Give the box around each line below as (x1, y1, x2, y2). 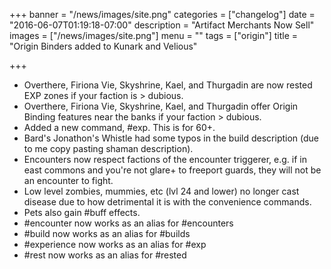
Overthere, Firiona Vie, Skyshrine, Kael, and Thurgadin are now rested (23, 79, 313, 91)
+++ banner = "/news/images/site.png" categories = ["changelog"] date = (9, 9, 316, 20)
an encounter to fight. (23, 175, 114, 186)
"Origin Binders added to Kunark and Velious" (9, 40, 198, 52)
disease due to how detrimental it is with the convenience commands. (23, 196, 312, 208)
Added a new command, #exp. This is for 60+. (23, 122, 216, 133)
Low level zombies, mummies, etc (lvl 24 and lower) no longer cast (23, 185, 300, 197)
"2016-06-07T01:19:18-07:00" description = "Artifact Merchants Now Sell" (9, 19, 315, 31)
